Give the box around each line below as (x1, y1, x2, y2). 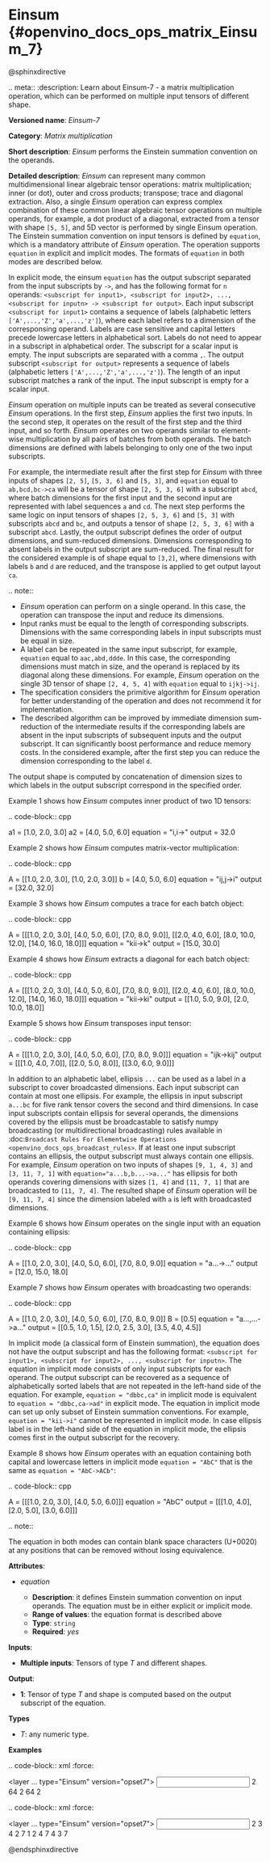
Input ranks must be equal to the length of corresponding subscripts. (19, 619, 249, 628)
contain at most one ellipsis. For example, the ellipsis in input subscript (8, 1091, 243, 1100)
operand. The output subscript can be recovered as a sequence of (8, 1372, 230, 1382)
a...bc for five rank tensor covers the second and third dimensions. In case (8, 1100, 260, 1109)
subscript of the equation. (19, 1698, 106, 1708)
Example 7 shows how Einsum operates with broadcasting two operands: (8, 1282, 251, 1292)
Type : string (31, 1618, 76, 1628)
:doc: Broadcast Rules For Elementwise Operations (8, 1134, 177, 1143)
